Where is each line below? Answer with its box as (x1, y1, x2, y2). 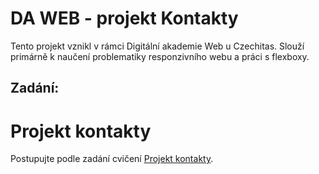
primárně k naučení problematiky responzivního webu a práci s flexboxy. (10, 50, 310, 62)
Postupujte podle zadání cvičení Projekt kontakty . (10, 153, 214, 165)
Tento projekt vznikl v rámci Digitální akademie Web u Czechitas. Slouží (10, 40, 305, 52)
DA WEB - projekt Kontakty (10, 7, 239, 30)
